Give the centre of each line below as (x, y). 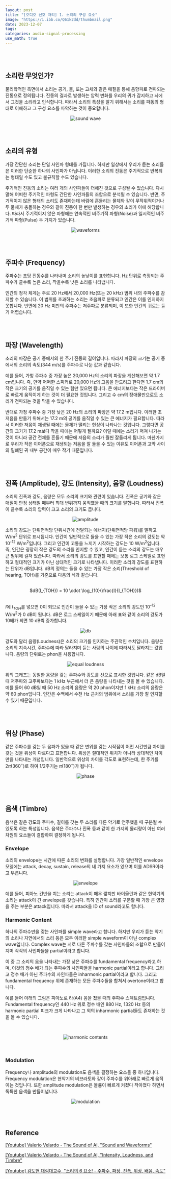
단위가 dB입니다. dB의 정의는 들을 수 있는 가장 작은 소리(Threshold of (80, 569)
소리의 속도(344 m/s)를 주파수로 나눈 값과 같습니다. (70, 365)
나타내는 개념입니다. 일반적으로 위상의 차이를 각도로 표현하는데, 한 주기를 (87, 759)
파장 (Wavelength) (34, 345)
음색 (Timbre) (26, 809)
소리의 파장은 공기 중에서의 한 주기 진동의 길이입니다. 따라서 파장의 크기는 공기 (83, 358)
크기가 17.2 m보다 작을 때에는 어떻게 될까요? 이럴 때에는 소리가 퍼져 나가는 (88, 431)
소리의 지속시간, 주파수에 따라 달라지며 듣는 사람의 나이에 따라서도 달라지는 (79, 648)
